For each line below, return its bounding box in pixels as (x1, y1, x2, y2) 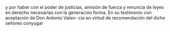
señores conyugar (5, 20, 44, 26)
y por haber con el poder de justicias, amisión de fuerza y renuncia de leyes (5, 4, 164, 10)
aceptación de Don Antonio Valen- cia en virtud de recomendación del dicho (5, 15, 166, 20)
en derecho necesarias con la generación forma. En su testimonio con (5, 9, 152, 15)
